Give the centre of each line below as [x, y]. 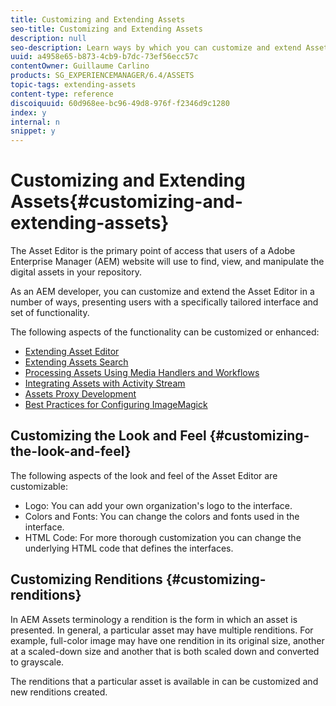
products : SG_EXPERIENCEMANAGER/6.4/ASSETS [102, 76]
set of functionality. [50, 313]
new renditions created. [59, 692]
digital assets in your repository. [76, 272]
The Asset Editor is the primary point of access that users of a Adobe [153, 251]
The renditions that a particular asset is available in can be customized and [164, 681]
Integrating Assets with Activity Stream [105, 383]
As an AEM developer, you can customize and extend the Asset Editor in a [162, 292]
